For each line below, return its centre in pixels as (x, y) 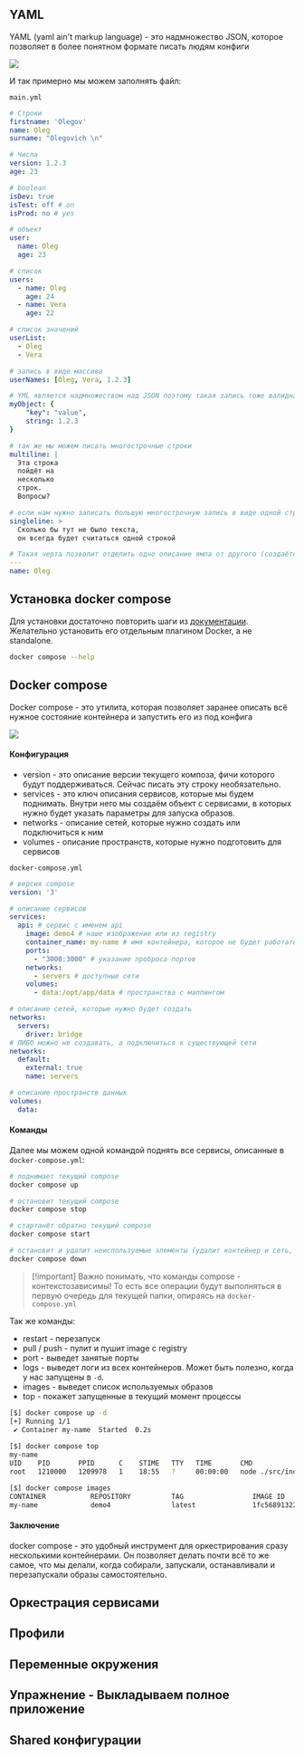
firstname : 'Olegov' (48, 121)
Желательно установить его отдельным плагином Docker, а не (131, 630)
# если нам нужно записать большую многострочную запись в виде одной (145, 512)
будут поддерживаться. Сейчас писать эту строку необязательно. (152, 784)
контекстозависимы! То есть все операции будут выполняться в (157, 1285)
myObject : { (32, 405)
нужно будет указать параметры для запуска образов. (128, 813)
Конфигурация (39, 754)
